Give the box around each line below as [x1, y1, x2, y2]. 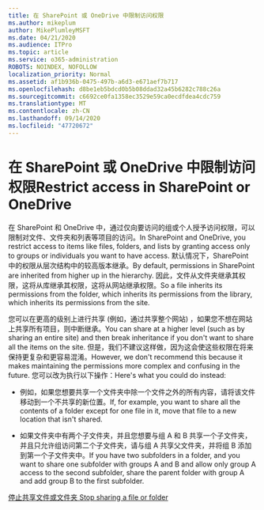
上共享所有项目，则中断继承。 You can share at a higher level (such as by [8, 323, 245, 333]
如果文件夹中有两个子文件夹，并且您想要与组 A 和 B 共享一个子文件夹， [19, 430, 252, 440]
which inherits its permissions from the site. [8, 297, 150, 307]
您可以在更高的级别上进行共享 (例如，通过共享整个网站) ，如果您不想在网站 [8, 314, 253, 323]
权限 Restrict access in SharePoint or [8, 178, 251, 196]
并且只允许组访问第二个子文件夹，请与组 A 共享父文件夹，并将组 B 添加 [19, 440, 252, 450]
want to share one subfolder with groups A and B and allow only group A [19, 459, 257, 469]
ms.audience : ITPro [8, 41, 73, 49]
